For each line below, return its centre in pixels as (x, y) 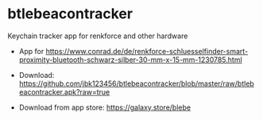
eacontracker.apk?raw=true (64, 91)
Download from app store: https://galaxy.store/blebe (105, 107)
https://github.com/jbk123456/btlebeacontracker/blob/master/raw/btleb (137, 83)
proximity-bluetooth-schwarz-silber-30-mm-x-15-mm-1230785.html (131, 60)
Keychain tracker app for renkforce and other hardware (98, 36)
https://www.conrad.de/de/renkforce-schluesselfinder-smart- (147, 51)
